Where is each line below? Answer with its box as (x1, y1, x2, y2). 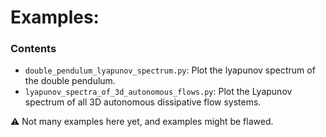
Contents (10, 42, 57, 56)
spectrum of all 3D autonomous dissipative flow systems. (24, 96, 262, 108)
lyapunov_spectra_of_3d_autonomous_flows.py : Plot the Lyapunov (24, 86, 293, 98)
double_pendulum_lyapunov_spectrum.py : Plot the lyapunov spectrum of (24, 64, 316, 76)
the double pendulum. (24, 75, 116, 87)
